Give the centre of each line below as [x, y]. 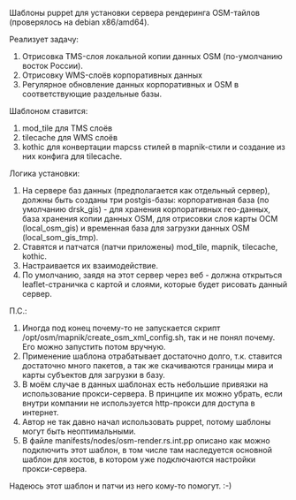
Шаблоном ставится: [49, 111]
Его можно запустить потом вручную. [94, 347]
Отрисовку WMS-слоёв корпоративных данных [112, 75]
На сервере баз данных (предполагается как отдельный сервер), [146, 190]
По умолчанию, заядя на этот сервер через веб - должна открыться [152, 275]
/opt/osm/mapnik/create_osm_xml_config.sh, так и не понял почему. [148, 337]
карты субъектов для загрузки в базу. [93, 375]
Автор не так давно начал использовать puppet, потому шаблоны [146, 422]
